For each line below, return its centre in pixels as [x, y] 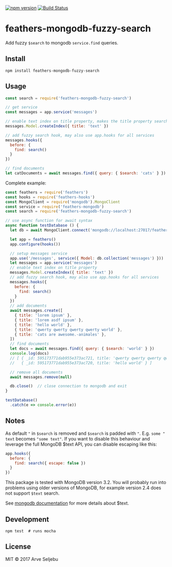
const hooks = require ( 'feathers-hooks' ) [50, 197]
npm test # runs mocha [31, 531]
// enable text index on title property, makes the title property [79, 121]
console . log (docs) [30, 353]
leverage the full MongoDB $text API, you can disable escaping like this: [81, 444]
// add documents [28, 306]
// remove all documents [36, 372]
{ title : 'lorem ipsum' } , [43, 316]
